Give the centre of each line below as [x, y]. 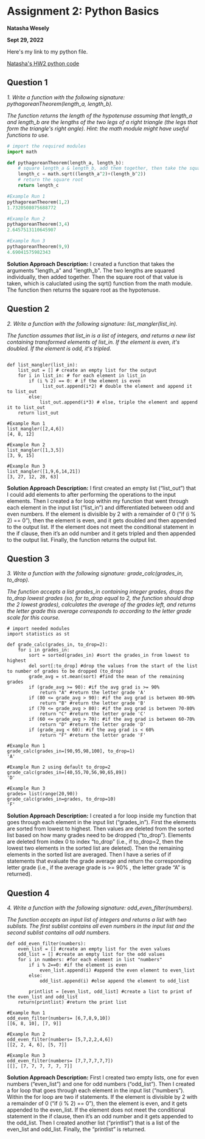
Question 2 [28, 309]
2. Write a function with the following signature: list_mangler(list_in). [92, 323]
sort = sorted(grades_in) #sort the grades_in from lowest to [109, 656]
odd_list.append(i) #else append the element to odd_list [114, 981]
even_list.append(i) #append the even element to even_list [117, 970]
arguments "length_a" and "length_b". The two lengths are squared [91, 270]
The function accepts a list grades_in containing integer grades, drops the [100, 592]
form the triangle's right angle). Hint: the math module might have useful [98, 128]
